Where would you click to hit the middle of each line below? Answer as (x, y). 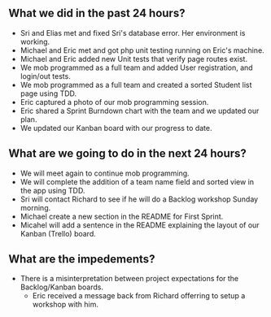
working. (35, 41)
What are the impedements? (82, 259)
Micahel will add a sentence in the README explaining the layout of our (140, 225)
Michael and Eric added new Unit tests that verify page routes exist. (134, 59)
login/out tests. (45, 76)
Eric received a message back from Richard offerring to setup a (139, 296)
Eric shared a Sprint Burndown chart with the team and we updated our (140, 111)
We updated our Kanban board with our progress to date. (116, 128)
